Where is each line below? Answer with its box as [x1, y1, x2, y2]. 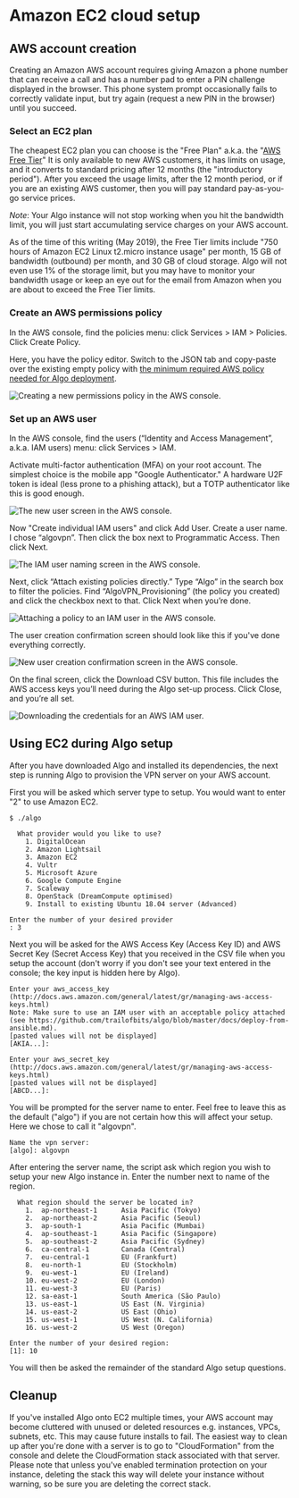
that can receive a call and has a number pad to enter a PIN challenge [9, 74, 266, 85]
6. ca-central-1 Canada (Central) [25, 1244, 186, 1254]
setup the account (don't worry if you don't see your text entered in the [9, 957, 271, 968]
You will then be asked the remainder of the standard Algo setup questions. [9, 1362, 287, 1373]
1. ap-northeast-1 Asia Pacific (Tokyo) [25, 1206, 202, 1215]
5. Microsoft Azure [25, 868, 98, 877]
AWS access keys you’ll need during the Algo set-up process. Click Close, [9, 683, 283, 694]
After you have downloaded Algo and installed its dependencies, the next [9, 760, 278, 770]
